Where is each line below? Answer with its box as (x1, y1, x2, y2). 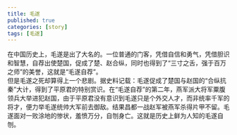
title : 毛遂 (7, 10, 40, 18)
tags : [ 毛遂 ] (7, 30, 44, 37)
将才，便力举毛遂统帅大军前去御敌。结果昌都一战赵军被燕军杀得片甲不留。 (7, 103, 224, 111)
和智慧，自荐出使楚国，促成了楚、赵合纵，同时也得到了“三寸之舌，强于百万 (7, 59, 227, 67)
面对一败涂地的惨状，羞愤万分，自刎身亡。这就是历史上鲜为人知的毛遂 (13, 112, 217, 120)
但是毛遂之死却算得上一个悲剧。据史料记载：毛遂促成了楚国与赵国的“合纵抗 (7, 77, 227, 85)
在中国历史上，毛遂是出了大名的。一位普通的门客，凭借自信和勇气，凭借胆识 (7, 50, 230, 58)
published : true (7, 17, 55, 24)
